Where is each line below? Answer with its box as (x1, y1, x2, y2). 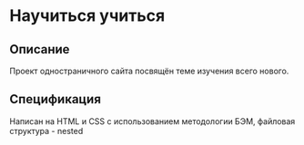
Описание (9, 42, 70, 57)
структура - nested (9, 125, 84, 136)
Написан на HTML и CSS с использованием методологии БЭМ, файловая (9, 115, 296, 127)
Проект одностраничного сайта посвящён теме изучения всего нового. (9, 65, 289, 76)
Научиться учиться (9, 5, 166, 26)
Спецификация (9, 92, 102, 107)
